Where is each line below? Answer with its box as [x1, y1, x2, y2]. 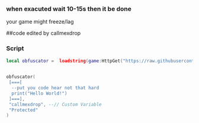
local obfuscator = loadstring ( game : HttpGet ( [6, 58, 123, 64]
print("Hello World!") [11, 90, 68, 96]
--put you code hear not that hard [11, 85, 99, 91]
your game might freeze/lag [6, 18, 74, 25]
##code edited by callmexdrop [6, 30, 81, 37]
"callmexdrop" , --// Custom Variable [8, 101, 102, 108]
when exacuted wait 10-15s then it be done [6, 5, 132, 13]
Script [6, 44, 24, 53]
